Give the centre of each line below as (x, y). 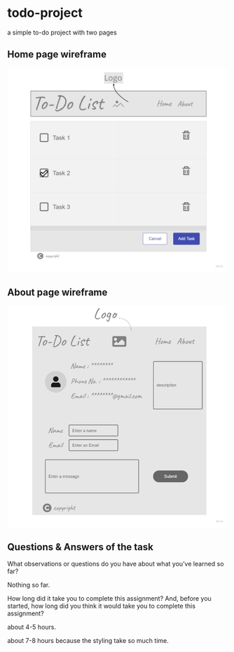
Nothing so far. (29, 585)
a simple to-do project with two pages (62, 32)
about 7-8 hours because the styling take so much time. (88, 641)
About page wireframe (57, 292)
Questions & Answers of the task (81, 547)
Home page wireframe (57, 54)
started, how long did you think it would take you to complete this (102, 606)
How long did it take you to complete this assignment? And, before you (109, 599)
